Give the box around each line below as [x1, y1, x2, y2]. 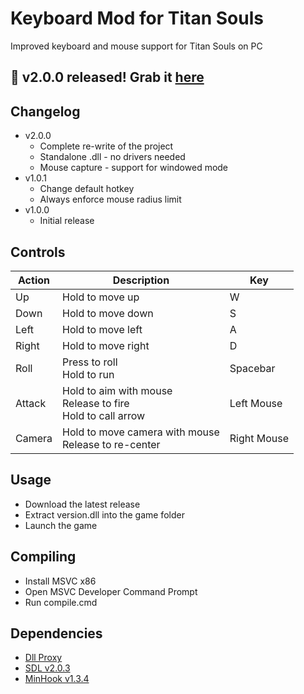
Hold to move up [62, 290, 140, 304]
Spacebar [229, 361, 276, 375]
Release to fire [62, 396, 130, 410]
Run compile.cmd [24, 596, 98, 608]
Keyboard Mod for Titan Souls [10, 7, 264, 30]
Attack [15, 396, 47, 410]
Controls [10, 243, 66, 261]
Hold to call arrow [62, 408, 146, 422]
